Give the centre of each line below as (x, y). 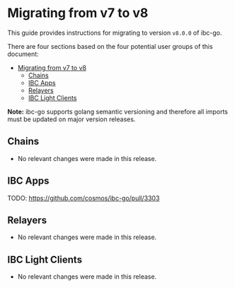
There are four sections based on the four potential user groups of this (110, 46)
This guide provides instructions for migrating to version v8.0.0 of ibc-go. (115, 33)
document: (23, 54)
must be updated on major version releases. (71, 119)
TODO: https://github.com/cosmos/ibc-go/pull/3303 (84, 198)
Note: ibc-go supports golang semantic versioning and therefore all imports (118, 111)
